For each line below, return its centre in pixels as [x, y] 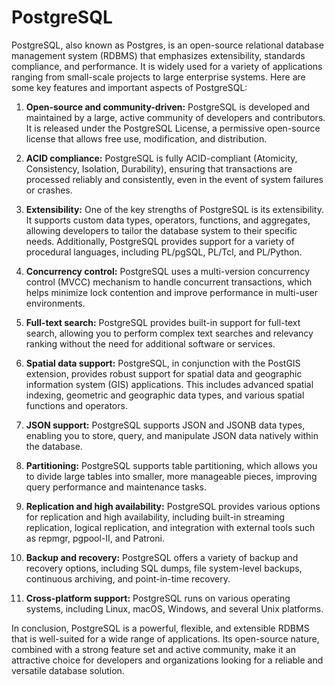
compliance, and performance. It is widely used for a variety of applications [167, 66]
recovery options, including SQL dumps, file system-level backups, [164, 568]
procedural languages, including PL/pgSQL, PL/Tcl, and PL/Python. [164, 252]
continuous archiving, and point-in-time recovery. [128, 578]
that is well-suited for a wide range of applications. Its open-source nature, [165, 638]
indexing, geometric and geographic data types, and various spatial [165, 395]
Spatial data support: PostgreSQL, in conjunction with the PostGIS [163, 363]
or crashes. [49, 190]
